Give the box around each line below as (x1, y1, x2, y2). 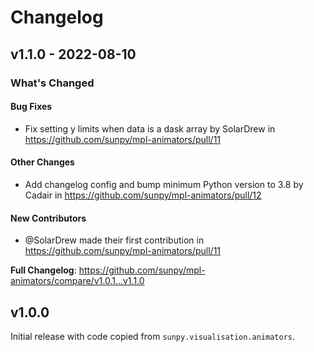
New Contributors (10, 212, 87, 224)
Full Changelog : (10, 264, 77, 276)
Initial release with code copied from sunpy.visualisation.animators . (10, 330, 296, 342)
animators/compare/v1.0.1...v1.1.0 (10, 275, 145, 287)
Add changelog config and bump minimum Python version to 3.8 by (24, 178, 304, 190)
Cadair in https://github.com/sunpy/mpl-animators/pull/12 (24, 189, 262, 201)
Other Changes (10, 156, 75, 168)
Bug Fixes (10, 101, 53, 113)
